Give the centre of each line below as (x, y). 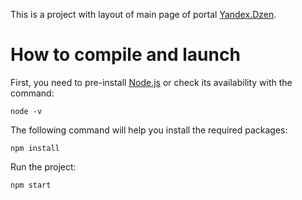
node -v (26, 111)
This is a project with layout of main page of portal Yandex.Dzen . (143, 14)
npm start (31, 185)
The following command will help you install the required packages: (149, 130)
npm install (35, 148)
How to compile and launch (125, 55)
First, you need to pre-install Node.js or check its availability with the (151, 82)
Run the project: (43, 166)
